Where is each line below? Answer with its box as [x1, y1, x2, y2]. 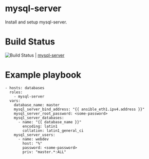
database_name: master [14, 102, 60, 107]
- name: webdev [18, 137, 49, 141]
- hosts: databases [5, 85, 45, 90]
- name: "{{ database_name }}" [18, 119, 82, 124]
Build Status [5, 36, 55, 47]
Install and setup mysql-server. [5, 19, 67, 25]
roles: [9, 90, 23, 95]
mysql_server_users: [14, 132, 56, 137]
